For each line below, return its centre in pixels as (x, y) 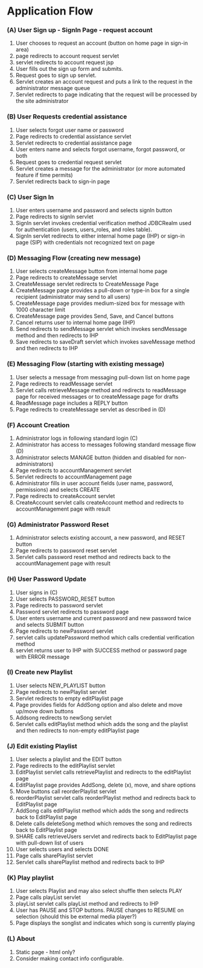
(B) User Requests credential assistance (67, 117)
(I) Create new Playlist (40, 672)
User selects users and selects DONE (62, 849)
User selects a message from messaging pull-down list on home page (103, 377)
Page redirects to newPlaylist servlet (61, 692)
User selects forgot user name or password (70, 130)
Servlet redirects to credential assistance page (74, 143)
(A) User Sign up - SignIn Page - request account (80, 30)
